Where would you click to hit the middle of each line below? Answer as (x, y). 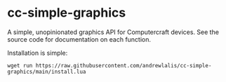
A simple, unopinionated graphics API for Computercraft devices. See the (113, 32)
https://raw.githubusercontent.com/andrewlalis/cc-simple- (124, 65)
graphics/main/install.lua (47, 72)
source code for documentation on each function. (79, 39)
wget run (20, 65)
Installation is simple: (38, 53)
